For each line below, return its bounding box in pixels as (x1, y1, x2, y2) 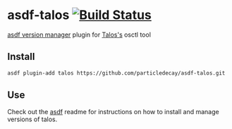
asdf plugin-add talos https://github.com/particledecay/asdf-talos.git (7, 69, 226, 77)
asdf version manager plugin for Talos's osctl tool (7, 30, 152, 39)
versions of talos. (7, 115, 58, 123)
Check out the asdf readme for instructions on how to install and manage (7, 108, 220, 116)
